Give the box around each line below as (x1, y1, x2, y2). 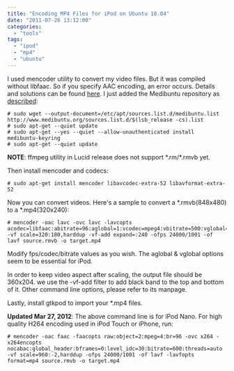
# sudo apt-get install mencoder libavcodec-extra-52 (7, 180, 167, 187)
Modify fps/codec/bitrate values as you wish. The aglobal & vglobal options (7, 249, 224, 258)
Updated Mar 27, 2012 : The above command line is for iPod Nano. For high (7, 312, 223, 320)
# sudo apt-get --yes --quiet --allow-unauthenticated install (7, 128, 195, 136)
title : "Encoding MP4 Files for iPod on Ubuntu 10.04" (7, 10, 170, 17)
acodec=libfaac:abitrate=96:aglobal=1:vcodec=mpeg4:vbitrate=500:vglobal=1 (7, 225, 232, 232)
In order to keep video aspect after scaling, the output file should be (7, 270, 203, 278)
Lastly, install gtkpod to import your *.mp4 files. (7, 299, 143, 307)
